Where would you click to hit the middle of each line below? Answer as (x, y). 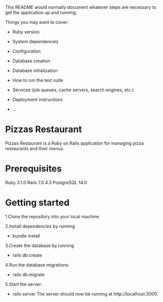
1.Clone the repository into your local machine (52, 216)
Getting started (37, 203)
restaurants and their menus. (35, 148)
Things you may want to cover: (37, 22)
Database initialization (35, 70)
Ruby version (26, 32)
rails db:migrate (28, 275)
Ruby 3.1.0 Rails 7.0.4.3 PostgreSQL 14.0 (46, 182)
